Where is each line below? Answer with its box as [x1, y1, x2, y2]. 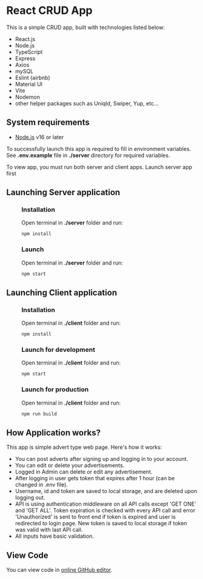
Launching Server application [6, 187, 121, 197]
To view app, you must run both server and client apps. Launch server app [6, 163, 193, 170]
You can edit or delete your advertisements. [15, 462, 125, 469]
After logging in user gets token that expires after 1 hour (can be [15, 475, 175, 482]
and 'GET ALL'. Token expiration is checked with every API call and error [15, 507, 196, 514]
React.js [15, 35, 36, 42]
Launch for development [21, 345, 96, 354]
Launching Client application [6, 287, 117, 297]
